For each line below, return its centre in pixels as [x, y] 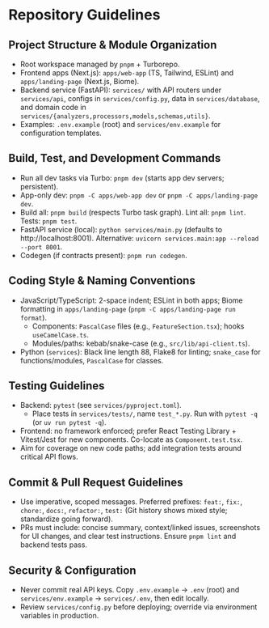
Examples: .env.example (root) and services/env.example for [120, 124]
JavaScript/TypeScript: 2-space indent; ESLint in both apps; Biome [131, 300]
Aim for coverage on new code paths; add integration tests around [131, 448]
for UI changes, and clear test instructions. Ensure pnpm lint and [128, 537]
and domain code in [53, 107]
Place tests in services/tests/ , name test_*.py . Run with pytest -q [145, 414]
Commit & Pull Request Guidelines [96, 482]
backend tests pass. [53, 545]
